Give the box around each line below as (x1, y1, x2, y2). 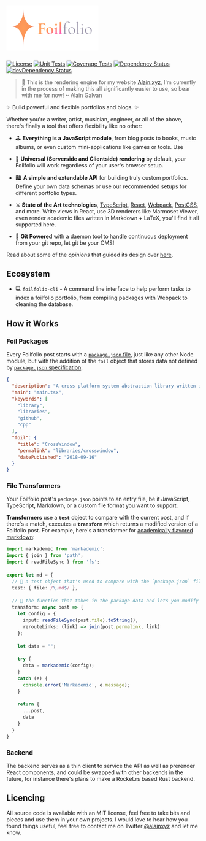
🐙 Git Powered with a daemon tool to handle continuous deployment (15, 232, 188, 240)
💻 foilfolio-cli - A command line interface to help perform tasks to (15, 285, 191, 293)
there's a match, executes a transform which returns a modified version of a (6, 520, 198, 528)
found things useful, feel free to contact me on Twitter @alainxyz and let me (6, 822, 198, 829)
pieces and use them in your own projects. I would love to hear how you (6, 815, 188, 823)
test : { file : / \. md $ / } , (12, 585, 78, 591)
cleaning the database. (15, 301, 74, 308)
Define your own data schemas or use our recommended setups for (15, 183, 187, 190)
